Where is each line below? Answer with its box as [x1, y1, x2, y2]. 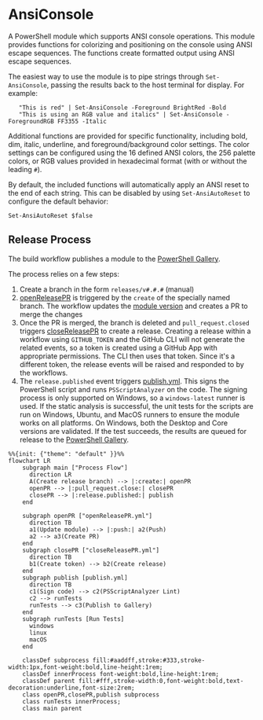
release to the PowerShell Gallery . [19, 435, 130, 444]
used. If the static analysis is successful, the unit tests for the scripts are [19, 401, 254, 410]
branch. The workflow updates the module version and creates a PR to [19, 301, 249, 310]
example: [8, 88, 38, 97]
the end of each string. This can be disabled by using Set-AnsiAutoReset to [8, 188, 250, 197]
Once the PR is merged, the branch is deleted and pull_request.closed [19, 318, 250, 327]
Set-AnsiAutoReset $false [8, 211, 93, 219]
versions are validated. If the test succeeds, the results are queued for [19, 426, 247, 435]
